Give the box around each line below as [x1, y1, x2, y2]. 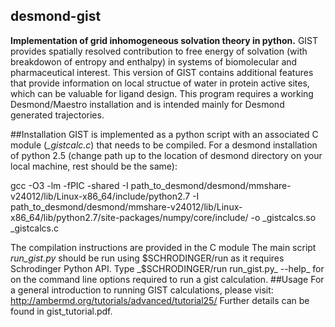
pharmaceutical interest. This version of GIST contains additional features [10, 66, 314, 78]
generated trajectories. [10, 109, 105, 121]
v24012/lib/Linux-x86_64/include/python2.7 [10, 190, 191, 202]
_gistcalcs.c [10, 222, 59, 234]
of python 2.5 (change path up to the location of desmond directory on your [10, 149, 323, 161]
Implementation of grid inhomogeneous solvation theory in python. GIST [10, 34, 319, 46]
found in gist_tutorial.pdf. [10, 305, 113, 317]
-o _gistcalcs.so [250, 211, 317, 223]
